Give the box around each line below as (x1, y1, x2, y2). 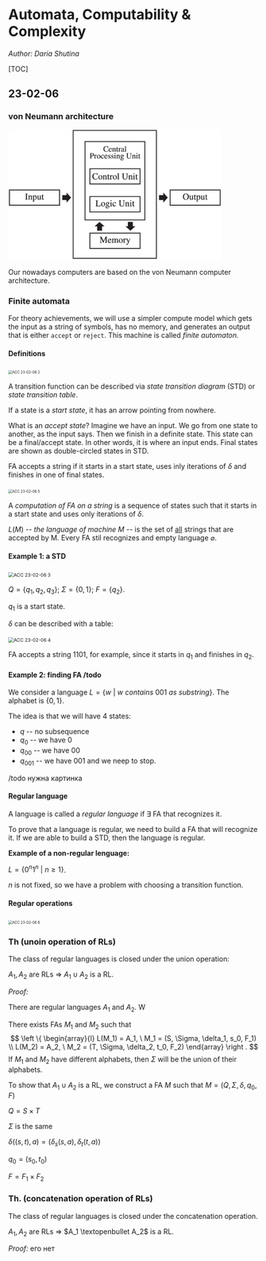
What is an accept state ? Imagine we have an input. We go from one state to (8, 421, 258, 431)
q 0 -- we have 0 (19, 735, 73, 747)
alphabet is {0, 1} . (8, 696, 65, 706)
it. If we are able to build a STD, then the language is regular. (8, 833, 206, 842)
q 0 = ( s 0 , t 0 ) (8, 1154, 48, 1166)
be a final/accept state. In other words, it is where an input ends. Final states (8, 438, 258, 447)
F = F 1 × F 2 (8, 1171, 44, 1183)
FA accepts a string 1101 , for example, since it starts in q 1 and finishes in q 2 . (8, 650, 254, 661)
